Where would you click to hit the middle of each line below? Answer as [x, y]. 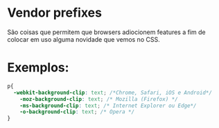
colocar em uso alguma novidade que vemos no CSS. [84, 39]
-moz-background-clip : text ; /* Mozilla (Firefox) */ [99, 99]
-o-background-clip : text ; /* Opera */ [77, 112]
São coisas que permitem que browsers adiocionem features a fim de [106, 32]
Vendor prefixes [55, 13]
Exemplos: [38, 68]
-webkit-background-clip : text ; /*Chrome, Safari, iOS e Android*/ [113, 93]
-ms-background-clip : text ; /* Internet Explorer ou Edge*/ [108, 106]
